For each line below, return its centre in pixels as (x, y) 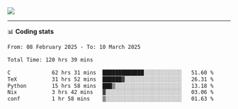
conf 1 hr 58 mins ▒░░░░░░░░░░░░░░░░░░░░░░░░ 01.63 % (110, 99)
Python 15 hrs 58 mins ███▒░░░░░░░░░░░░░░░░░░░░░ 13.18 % (110, 86)
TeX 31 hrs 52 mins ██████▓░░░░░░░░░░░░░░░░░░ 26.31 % (110, 79)
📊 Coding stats (31, 31)
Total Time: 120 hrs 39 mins (50, 59)
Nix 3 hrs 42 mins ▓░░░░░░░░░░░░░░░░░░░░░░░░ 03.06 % (110, 92)
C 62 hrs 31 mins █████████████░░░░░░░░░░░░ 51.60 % (110, 73)
